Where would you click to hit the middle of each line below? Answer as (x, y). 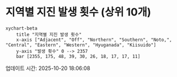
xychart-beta (22, 28)
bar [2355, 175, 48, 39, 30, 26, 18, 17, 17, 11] (78, 56)
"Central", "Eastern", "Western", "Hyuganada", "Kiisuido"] (81, 45)
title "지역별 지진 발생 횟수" (49, 34)
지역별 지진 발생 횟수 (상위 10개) (78, 12)
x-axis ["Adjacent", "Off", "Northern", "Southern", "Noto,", (94, 40)
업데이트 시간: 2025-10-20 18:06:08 (48, 68)
